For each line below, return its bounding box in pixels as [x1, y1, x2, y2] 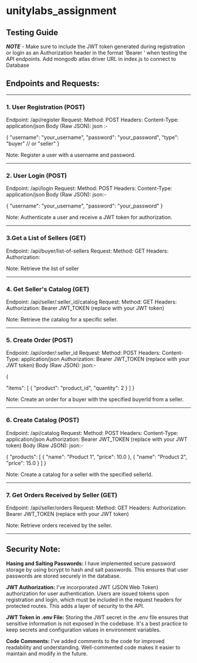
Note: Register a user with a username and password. [6, 151, 136, 159]
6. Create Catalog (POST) [6, 416, 80, 424]
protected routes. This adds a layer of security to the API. [6, 602, 145, 609]
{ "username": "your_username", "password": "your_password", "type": [6, 134, 179, 141]
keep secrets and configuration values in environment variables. [6, 626, 161, 633]
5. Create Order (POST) [6, 336, 73, 344]
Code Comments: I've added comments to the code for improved [6, 637, 165, 644]
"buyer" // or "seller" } [6, 140, 60, 147]
